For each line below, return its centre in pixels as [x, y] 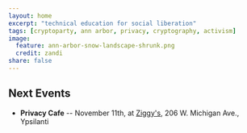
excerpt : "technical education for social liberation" [103, 23]
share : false [30, 61]
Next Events [40, 94]
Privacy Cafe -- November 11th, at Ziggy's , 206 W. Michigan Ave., [130, 113]
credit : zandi [39, 53]
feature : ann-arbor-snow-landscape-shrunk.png [95, 46]
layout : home [30, 16]
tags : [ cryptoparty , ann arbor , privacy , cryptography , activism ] [122, 31]
